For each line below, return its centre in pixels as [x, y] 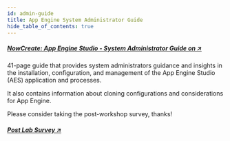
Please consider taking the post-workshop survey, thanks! [90, 114]
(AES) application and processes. [54, 80]
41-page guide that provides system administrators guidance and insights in [115, 65]
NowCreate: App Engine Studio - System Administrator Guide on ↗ [104, 48]
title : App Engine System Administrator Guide [75, 20]
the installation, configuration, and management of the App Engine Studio [111, 73]
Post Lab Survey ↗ [34, 130]
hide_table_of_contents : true [51, 26]
